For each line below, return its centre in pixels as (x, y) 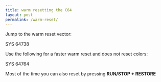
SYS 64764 (17, 64)
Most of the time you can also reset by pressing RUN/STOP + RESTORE (80, 74)
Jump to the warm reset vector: (38, 34)
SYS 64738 (17, 44)
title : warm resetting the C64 (39, 10)
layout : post (19, 15)
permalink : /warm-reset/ (32, 19)
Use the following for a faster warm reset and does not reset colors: (77, 54)
